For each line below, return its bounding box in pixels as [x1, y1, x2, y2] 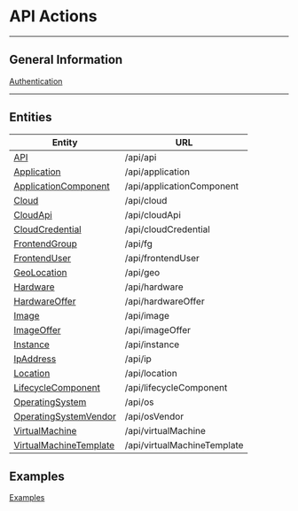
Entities [9, 110, 52, 125]
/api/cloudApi [124, 208, 182, 221]
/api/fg [124, 237, 153, 250]
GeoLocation [13, 266, 67, 278]
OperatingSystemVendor [13, 410, 117, 422]
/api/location [124, 367, 177, 379]
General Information [9, 52, 123, 67]
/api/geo [124, 266, 161, 278]
